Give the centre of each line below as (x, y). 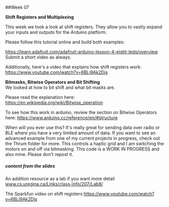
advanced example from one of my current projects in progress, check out (83, 138)
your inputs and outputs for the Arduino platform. (56, 32)
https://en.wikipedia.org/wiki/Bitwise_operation (54, 102)
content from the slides (30, 166)
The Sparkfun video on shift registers (44, 193)
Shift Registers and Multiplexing (40, 17)
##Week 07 (17, 7)
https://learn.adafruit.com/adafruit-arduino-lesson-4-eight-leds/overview (81, 52)
